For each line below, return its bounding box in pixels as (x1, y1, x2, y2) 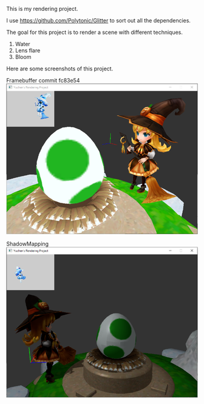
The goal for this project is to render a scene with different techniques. (6, 29, 183, 36)
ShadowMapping (6, 240, 49, 247)
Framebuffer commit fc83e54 (6, 77, 80, 84)
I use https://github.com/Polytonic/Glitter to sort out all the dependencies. (6, 17, 191, 24)
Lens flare (15, 47, 41, 54)
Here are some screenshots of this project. (6, 65, 114, 72)
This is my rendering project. (6, 5, 78, 12)
